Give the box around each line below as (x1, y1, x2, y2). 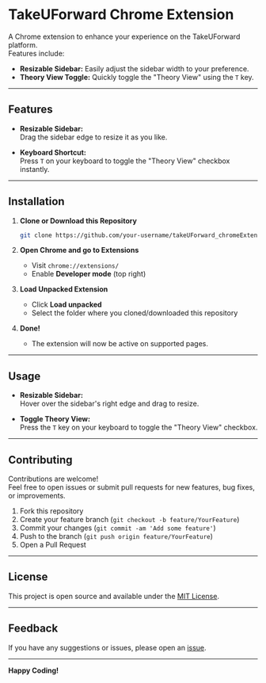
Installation (8, 195, 65, 208)
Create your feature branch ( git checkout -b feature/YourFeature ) (19, 515, 240, 525)
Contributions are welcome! (8, 474, 99, 484)
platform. (8, 40, 38, 49)
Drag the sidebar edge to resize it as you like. (19, 132, 168, 142)
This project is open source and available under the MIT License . (8, 591, 220, 601)
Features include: (8, 48, 65, 58)
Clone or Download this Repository (19, 216, 137, 225)
